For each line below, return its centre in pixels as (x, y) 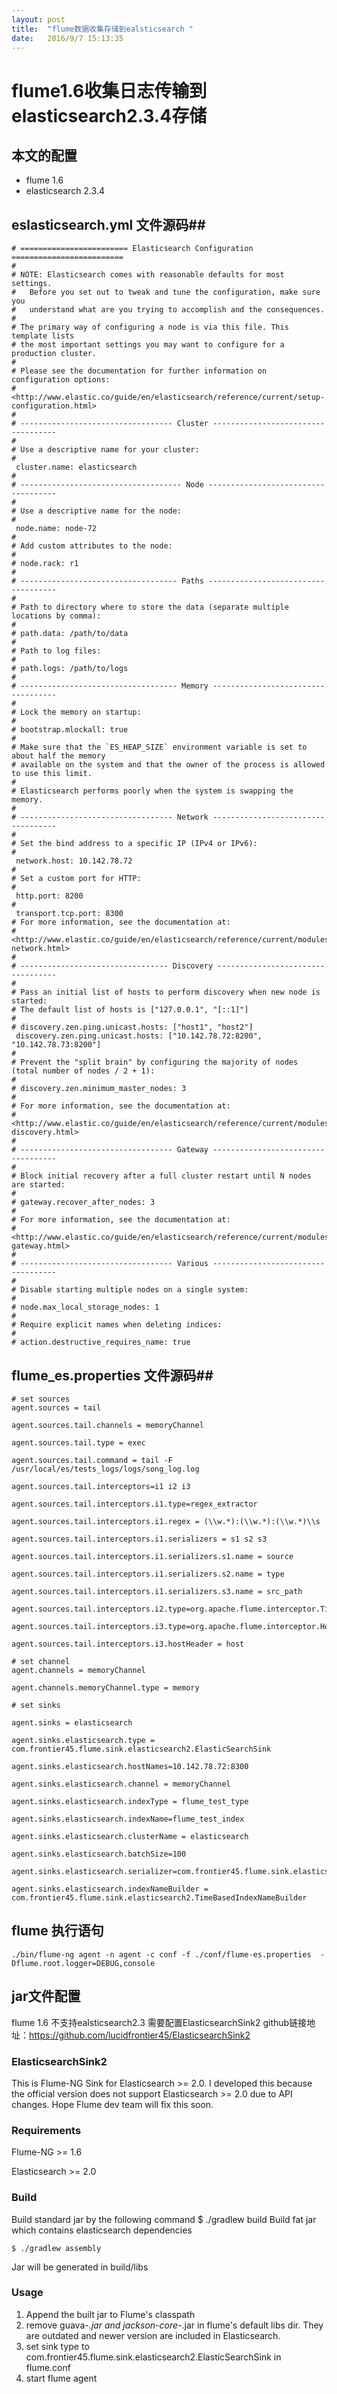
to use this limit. (52, 774)
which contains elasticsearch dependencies (102, 2230)
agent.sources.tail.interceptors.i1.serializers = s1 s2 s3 (139, 1539)
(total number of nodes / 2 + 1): (83, 1071)
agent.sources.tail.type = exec (78, 1443)
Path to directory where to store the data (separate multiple (154, 607)
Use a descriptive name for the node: (101, 511)
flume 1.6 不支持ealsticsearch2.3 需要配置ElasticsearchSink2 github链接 (159, 2022)
